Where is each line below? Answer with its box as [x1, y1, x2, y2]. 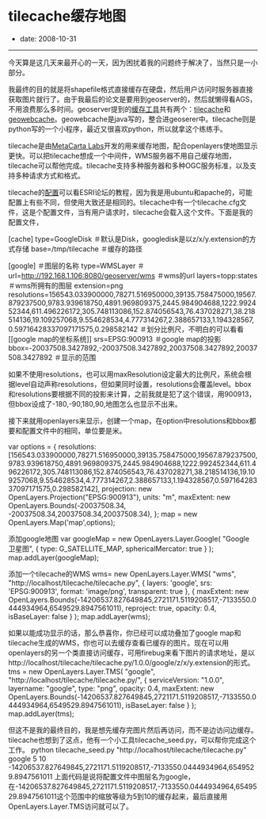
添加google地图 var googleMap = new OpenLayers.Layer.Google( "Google [8, 534, 249, 543]
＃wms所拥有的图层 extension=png [8, 281, 123, 290]
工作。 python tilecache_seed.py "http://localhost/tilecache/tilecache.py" [8, 744, 247, 754]
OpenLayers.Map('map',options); [8, 517, 116, 527]
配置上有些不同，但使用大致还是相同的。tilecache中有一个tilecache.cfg [8, 197, 240, 207]
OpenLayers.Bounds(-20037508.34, [8, 500, 127, 510]
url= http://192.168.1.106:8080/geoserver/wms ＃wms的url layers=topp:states [8, 270, 258, 280]
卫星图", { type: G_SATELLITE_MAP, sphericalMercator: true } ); [8, 544, 214, 553]
